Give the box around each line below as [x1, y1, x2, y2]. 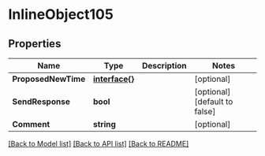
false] [194, 106, 216, 117]
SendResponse [12, 96, 71, 107]
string [93, 119, 117, 129]
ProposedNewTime [12, 73, 86, 84]
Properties [8, 37, 62, 50]
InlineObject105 [8, 6, 114, 24]
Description [141, 61, 187, 71]
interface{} [93, 73, 135, 84]
